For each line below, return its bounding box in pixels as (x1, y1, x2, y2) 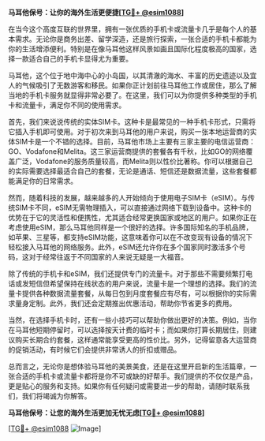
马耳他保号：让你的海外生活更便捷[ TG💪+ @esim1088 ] (8, 8, 185, 17)
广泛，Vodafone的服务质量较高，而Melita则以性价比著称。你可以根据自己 (14, 157, 253, 166)
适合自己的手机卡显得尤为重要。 (28, 54, 132, 63)
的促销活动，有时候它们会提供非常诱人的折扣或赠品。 (8, 345, 181, 354)
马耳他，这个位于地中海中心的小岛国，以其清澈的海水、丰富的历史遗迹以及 (8, 71, 250, 80)
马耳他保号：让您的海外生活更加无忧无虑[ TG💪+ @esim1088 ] (8, 408, 205, 417)
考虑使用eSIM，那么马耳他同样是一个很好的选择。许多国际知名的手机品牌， (8, 222, 253, 232)
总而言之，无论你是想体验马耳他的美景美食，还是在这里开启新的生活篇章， (8, 362, 250, 371)
